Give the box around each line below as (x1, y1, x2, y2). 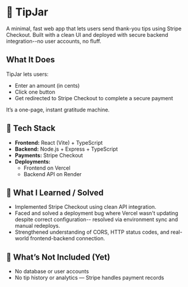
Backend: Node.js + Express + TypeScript (14, 145, 118, 152)
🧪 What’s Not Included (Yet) (6, 252, 111, 262)
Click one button (14, 88, 55, 95)
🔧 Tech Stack (6, 123, 56, 133)
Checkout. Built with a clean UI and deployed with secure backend (6, 31, 168, 38)
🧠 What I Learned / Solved (6, 187, 104, 197)
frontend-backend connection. (30, 235, 106, 242)
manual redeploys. (14, 222, 60, 229)
